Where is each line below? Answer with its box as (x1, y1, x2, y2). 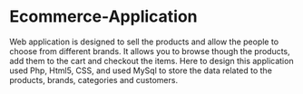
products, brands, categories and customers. (9, 74, 179, 85)
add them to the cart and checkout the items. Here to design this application (9, 55, 294, 66)
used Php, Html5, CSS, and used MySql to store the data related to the (9, 65, 272, 76)
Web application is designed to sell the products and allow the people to (9, 36, 279, 47)
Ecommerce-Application (9, 6, 198, 27)
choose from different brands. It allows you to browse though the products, (9, 45, 290, 56)
